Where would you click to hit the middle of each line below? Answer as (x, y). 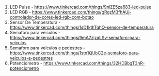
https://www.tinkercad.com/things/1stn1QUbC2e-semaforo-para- (75, 53)
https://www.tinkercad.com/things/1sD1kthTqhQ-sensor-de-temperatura (82, 27)
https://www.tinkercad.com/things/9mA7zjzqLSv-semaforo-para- (75, 38)
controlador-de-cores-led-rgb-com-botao (52, 17)
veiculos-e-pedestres (31, 58)
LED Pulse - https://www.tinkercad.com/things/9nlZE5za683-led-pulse (80, 7)
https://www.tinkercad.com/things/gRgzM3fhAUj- (82, 12)
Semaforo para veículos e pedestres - (48, 48)
